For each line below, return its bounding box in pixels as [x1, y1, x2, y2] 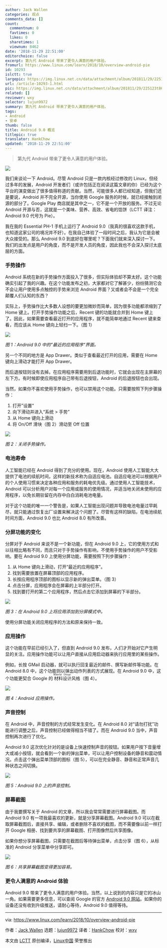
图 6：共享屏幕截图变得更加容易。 [5, 863, 75, 870]
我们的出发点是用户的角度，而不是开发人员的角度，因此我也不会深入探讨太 [5, 242, 158, 248]
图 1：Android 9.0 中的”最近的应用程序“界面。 [5, 342, 98, 348]
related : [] [5, 90, 30, 95]
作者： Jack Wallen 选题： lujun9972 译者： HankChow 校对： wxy [5, 927, 137, 933]
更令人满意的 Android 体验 [5, 877, 69, 884]
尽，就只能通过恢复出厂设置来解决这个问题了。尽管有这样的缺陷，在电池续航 [5, 509, 162, 515]
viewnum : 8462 [9, 44, 39, 49]
